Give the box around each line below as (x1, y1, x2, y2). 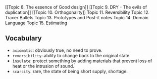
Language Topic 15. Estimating (5, 20, 68, 26)
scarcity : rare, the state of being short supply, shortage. (12, 68, 128, 74)
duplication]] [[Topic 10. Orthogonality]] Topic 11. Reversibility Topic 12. (5, 9, 150, 15)
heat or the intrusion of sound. (12, 63, 74, 69)
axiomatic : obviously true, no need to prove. (12, 47, 103, 53)
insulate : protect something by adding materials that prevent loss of (12, 58, 153, 64)
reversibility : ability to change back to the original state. (12, 52, 131, 58)
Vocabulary (5, 34, 42, 42)
